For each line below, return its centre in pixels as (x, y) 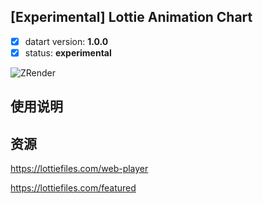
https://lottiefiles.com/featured (73, 188)
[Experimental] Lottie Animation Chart (131, 17)
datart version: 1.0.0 (66, 41)
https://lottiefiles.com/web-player (79, 169)
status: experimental (68, 52)
